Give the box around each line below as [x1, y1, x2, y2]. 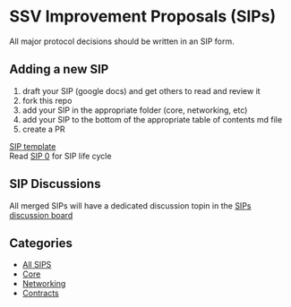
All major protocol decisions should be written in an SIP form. [9, 36, 235, 47]
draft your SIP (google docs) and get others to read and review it [21, 85, 261, 96]
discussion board [9, 209, 73, 220]
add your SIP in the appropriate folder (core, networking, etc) [21, 105, 248, 115]
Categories [9, 235, 73, 251]
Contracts [21, 288, 60, 299]
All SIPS [21, 260, 52, 270]
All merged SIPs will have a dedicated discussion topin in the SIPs [9, 200, 252, 211]
